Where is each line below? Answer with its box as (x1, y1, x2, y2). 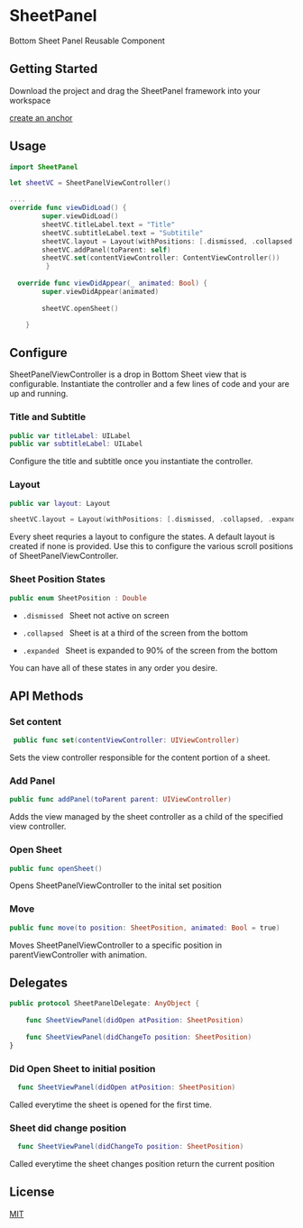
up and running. (9, 389, 69, 399)
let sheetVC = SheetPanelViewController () (9, 179, 171, 188)
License (9, 1185, 55, 1200)
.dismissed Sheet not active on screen (22, 609, 170, 620)
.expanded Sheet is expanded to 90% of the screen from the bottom (22, 645, 278, 655)
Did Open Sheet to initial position (9, 1062, 156, 1075)
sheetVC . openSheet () (41, 304, 119, 313)
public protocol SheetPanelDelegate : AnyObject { (9, 999, 200, 1008)
